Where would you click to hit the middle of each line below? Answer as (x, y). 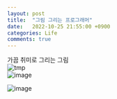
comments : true (29, 39)
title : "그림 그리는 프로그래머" (50, 20)
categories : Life (32, 33)
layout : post (26, 13)
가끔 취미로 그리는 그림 (38, 60)
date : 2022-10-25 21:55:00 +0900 (59, 26)
